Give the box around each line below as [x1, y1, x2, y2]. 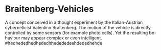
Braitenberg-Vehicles [5, 3, 94, 15]
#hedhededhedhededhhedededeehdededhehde [5, 40, 103, 46]
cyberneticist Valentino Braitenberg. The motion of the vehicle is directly [5, 24, 151, 30]
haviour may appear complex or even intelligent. [5, 35, 102, 41]
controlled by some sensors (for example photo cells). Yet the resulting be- [5, 30, 157, 35]
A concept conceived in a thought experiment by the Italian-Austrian [5, 19, 143, 25]
